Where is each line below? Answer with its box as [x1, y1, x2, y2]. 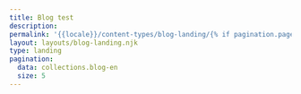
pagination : [9, 55, 54, 64]
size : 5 [17, 72, 47, 81]
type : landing [9, 47, 63, 56]
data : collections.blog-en [17, 64, 118, 73]
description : [9, 21, 58, 30]
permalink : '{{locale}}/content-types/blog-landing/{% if [9, 30, 230, 38]
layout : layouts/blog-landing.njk [9, 38, 139, 47]
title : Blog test [9, 13, 74, 22]
